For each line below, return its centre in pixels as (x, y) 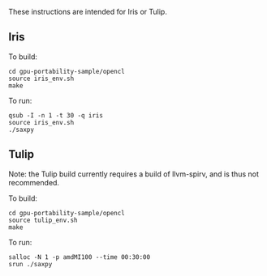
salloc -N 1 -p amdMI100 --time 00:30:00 (80, 257)
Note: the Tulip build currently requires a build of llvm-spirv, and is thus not (134, 174)
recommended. (34, 182)
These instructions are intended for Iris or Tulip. (88, 12)
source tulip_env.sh (43, 220)
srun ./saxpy (30, 264)
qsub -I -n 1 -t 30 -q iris (56, 115)
